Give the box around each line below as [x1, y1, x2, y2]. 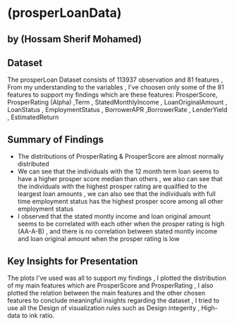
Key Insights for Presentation [7, 255, 139, 267]
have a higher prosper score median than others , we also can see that [17, 175, 223, 183]
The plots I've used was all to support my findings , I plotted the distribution [7, 274, 227, 283]
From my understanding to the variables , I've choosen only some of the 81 [7, 83, 224, 92]
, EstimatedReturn [7, 113, 59, 121]
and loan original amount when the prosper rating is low [17, 235, 180, 243]
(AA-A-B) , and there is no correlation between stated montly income [17, 227, 218, 235]
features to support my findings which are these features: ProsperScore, [7, 90, 218, 99]
